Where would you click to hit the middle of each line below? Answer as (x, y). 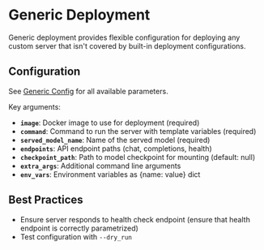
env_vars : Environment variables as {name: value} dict (110, 174)
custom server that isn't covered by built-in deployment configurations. (127, 45)
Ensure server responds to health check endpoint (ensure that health (135, 219)
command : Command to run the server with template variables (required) (138, 131)
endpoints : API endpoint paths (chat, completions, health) (116, 149)
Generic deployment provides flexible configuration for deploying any (124, 37)
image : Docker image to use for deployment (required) (110, 123)
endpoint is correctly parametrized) (79, 228)
